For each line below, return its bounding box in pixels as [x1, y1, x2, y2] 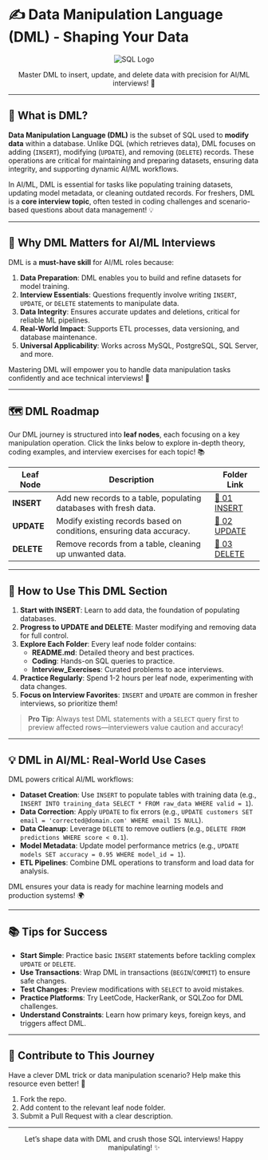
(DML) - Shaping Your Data [8, 28, 189, 46]
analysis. [19, 866, 49, 876]
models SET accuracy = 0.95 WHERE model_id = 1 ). [19, 849, 186, 858]
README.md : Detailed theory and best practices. [31, 647, 195, 658]
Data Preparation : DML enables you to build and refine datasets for [19, 272, 242, 283]
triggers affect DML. [19, 1018, 86, 1027]
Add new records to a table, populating [55, 493, 202, 504]
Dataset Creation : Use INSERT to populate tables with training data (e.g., [19, 790, 257, 799]
